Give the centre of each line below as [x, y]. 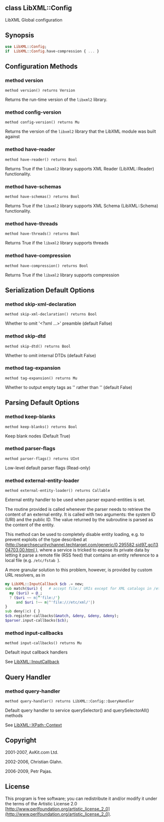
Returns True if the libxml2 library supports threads [57, 243]
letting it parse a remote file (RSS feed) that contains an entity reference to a [82, 555]
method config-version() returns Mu [42, 122]
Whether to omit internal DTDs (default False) [51, 355]
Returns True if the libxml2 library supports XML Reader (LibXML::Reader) [80, 169]
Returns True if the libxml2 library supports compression [62, 275]
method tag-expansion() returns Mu [41, 378]
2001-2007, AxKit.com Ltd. [32, 752]
